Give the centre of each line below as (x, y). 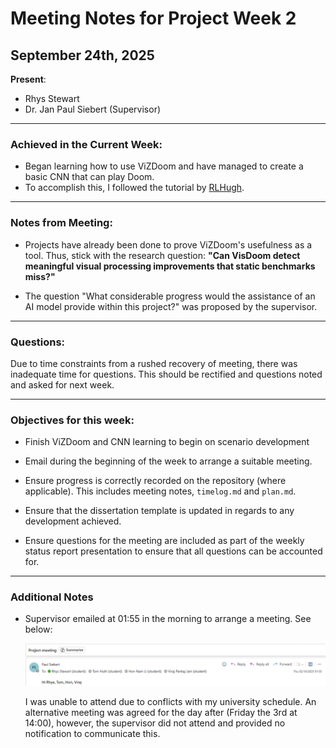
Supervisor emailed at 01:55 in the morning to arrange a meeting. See (168, 619)
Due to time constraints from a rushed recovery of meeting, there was (154, 363)
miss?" (40, 276)
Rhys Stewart (52, 98)
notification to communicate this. (92, 733)
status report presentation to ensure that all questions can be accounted (173, 551)
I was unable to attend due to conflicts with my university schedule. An (170, 701)
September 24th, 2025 (82, 55)
